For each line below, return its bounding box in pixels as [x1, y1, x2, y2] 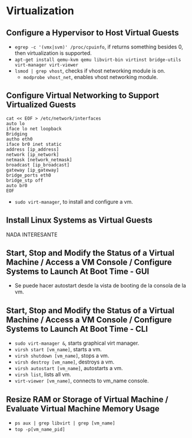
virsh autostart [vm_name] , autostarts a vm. [14, 365, 123, 372]
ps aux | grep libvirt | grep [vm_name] [14, 420, 115, 426]
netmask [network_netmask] [6, 156, 72, 163]
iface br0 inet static [6, 141, 62, 147]
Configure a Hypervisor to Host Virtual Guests [6, 28, 180, 38]
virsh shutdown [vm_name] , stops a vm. [14, 352, 110, 359]
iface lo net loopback [6, 126, 62, 132]
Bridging [6, 131, 28, 137]
